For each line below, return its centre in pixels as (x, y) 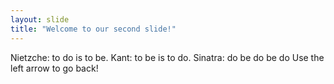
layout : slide (40, 19)
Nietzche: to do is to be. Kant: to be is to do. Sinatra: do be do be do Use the (167, 57)
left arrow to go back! (54, 68)
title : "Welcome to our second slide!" (93, 29)
